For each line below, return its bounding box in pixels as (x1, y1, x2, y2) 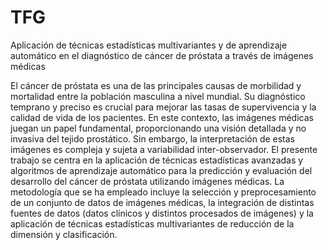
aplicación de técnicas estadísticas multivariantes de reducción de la (10, 217, 295, 230)
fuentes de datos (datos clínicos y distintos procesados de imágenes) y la (10, 207, 314, 219)
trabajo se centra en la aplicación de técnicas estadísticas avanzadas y (10, 154, 304, 166)
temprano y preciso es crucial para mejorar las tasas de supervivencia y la (10, 101, 317, 113)
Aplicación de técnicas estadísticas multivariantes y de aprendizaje (10, 39, 288, 51)
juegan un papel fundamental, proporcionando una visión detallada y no (10, 122, 307, 134)
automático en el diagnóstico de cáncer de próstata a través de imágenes (10, 49, 314, 61)
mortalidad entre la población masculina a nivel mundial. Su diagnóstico (10, 90, 306, 102)
